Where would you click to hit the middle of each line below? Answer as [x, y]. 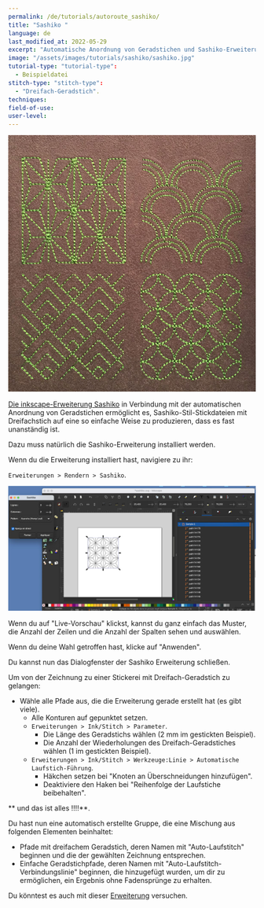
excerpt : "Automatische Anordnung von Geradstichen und [101, 50]
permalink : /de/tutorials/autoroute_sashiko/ [84, 17]
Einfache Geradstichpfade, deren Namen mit [92, 863]
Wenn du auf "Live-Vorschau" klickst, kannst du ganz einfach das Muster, [128, 623]
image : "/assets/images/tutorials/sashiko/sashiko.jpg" [101, 58]
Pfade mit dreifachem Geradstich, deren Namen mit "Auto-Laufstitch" [132, 847]
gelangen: [24, 686]
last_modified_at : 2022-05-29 [58, 42]
